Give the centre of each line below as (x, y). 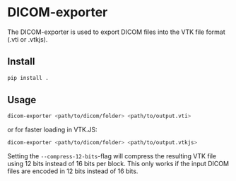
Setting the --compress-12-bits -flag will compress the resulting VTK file (112, 156)
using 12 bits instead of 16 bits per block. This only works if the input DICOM (118, 164)
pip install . (28, 78)
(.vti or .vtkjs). (28, 39)
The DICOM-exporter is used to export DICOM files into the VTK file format (117, 32)
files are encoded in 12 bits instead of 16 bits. (73, 171)
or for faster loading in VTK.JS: (52, 130)
